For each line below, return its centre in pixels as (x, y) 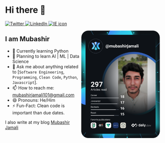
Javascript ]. (25, 82)
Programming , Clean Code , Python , (45, 77)
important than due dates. (38, 113)
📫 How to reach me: (33, 87)
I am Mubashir (27, 39)
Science (20, 61)
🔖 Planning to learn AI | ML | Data (46, 56)
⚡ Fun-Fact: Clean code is (38, 106)
